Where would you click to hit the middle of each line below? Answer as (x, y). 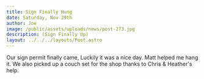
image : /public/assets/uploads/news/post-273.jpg (71, 29)
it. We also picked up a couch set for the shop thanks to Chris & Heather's (99, 64)
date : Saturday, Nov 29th (39, 18)
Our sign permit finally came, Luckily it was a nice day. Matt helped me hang (102, 57)
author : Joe (21, 23)
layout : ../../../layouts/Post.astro (54, 40)
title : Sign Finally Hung (39, 12)
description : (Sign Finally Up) (47, 35)
